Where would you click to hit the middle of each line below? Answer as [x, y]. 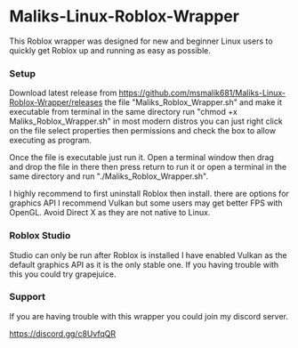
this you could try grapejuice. [63, 274]
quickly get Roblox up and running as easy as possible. [110, 50]
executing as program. [50, 141]
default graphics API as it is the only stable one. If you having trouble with [144, 264]
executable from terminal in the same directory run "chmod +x [123, 112]
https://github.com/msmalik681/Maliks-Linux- [202, 93]
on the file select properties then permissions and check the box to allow [143, 131]
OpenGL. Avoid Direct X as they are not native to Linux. [110, 213]
